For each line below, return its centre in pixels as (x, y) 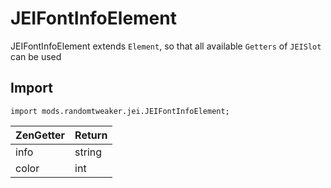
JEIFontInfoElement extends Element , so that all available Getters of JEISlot (166, 46)
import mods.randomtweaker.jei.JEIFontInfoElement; (120, 111)
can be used (36, 56)
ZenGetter (40, 135)
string (88, 152)
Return (91, 135)
